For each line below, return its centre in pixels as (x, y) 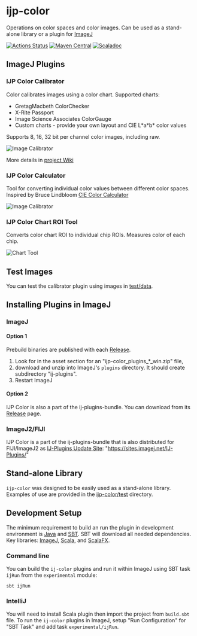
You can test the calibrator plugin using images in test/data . (80, 286)
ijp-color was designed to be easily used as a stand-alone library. (89, 488)
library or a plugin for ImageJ (57, 34)
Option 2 (17, 394)
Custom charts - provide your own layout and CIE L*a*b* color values (101, 125)
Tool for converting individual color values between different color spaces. (98, 188)
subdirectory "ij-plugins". (46, 374)
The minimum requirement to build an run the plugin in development (90, 527)
